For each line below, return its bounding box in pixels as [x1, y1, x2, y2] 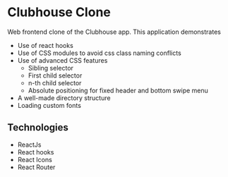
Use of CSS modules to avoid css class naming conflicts [17, 49, 181, 57]
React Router [17, 163, 56, 171]
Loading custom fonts [17, 101, 81, 109]
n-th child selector [28, 78, 82, 87]
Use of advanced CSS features [17, 56, 108, 64]
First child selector [28, 71, 83, 80]
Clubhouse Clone [7, 4, 111, 20]
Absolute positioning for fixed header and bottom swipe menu [28, 86, 208, 94]
